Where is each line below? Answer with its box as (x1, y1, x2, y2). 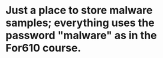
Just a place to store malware (5, 4, 153, 17)
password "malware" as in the (5, 29, 157, 42)
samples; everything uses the (5, 16, 155, 30)
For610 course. (5, 41, 81, 55)
